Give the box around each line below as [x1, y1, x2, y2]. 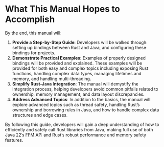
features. [5, 137, 23, 143]
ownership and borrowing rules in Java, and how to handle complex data [12, 106, 159, 113]
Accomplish [5, 14, 55, 25]
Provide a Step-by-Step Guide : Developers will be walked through [12, 39, 147, 45]
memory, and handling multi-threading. [12, 76, 92, 82]
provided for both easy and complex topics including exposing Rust [12, 65, 148, 71]
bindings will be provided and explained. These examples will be [12, 60, 142, 66]
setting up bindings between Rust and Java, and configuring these [12, 44, 147, 50]
